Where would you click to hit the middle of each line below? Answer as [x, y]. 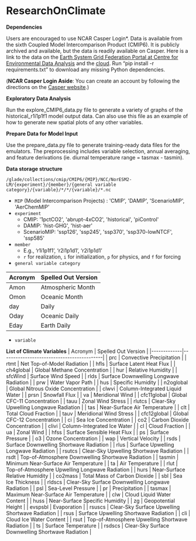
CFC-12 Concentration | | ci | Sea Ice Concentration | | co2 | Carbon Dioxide [97, 420]
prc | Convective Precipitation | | [148, 357]
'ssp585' [34, 238]
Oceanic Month [62, 297]
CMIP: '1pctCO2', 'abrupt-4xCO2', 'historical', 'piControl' [91, 219]
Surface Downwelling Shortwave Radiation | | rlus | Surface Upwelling [90, 444]
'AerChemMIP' [32, 207]
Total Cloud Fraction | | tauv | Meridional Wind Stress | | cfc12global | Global [97, 413]
